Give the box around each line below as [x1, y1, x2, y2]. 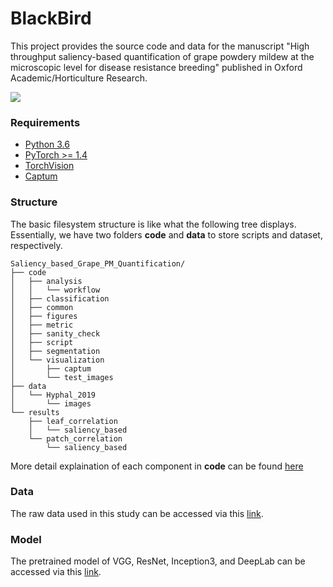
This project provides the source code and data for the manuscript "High [10, 40, 310, 52]
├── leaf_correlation [28, 416, 118, 426]
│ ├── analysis [10, 276, 83, 286]
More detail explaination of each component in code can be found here [10, 460, 304, 472]
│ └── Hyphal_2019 [10, 390, 97, 400]
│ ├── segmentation [10, 346, 101, 356]
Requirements [10, 115, 81, 129]
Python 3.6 [24, 138, 70, 151]
